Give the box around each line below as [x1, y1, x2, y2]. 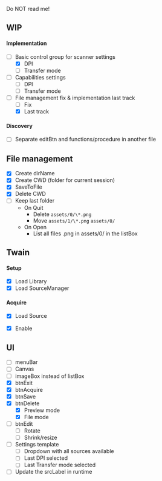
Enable [15, 325, 33, 332]
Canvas [15, 365, 34, 372]
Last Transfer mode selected [24, 461, 96, 469]
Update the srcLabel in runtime [15, 468, 92, 476]
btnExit [15, 379, 33, 386]
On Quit [24, 204, 44, 211]
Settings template [15, 441, 59, 448]
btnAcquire [15, 386, 44, 393]
